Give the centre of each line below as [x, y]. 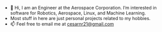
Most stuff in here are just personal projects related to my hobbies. [80, 18]
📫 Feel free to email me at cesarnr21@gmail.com [62, 24]
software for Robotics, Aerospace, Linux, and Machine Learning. [78, 13]
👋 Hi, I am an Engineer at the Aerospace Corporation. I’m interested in [83, 8]
